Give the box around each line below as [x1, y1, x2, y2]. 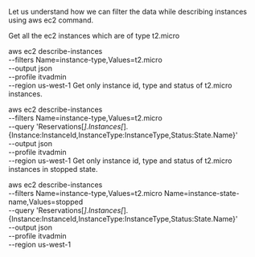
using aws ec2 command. [8, 15, 94, 25]
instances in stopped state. [8, 165, 98, 173]
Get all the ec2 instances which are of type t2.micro [8, 31, 180, 40]
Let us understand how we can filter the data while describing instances [8, 7, 248, 16]
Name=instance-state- [163, 189, 240, 198]
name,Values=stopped [8, 197, 83, 206]
